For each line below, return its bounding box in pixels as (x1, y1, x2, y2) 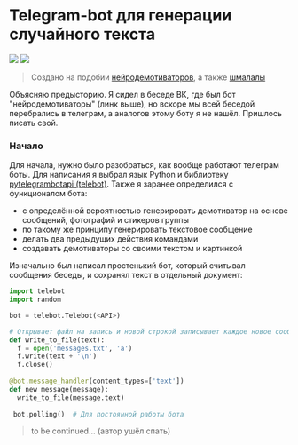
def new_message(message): (9, 385, 109, 393)
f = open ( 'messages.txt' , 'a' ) (17, 344, 133, 353)
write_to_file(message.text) (17, 393, 125, 402)
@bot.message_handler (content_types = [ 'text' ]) (9, 377, 184, 386)
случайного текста (9, 24, 156, 44)
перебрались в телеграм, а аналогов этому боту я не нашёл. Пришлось (9, 107, 282, 118)
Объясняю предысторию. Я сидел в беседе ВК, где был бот (9, 89, 237, 99)
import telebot (9, 287, 66, 296)
